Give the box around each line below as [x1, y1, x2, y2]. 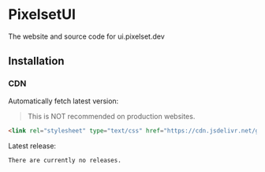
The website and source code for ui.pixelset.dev [8, 32, 165, 41]
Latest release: [8, 140, 57, 151]
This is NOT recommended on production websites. [27, 111, 196, 121]
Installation [8, 54, 65, 68]
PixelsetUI [8, 6, 77, 24]
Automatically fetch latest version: [8, 96, 119, 106]
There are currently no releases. [8, 156, 122, 164]
